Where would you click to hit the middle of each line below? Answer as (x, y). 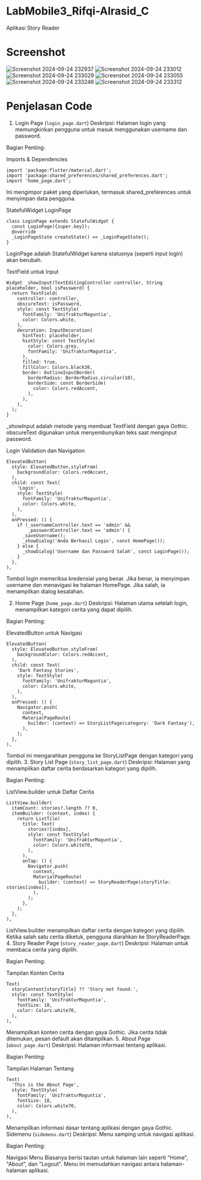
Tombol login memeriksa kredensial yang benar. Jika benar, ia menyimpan (98, 579)
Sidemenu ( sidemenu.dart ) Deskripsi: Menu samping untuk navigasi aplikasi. (101, 1134)
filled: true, (40, 362)
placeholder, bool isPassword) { (48, 288)
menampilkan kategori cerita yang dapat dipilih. (74, 609)
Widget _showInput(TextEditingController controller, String (85, 283)
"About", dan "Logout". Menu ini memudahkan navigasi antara (83, 1164)
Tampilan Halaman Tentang (40, 1068)
